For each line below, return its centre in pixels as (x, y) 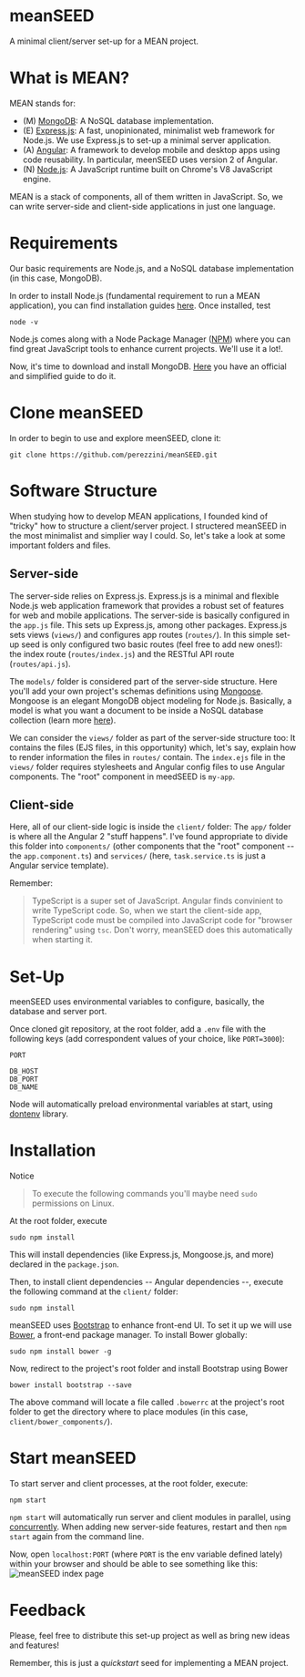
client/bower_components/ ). (61, 1422)
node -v (24, 322)
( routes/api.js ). (40, 664)
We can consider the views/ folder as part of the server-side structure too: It (152, 737)
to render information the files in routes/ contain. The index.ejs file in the (147, 756)
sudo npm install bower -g (61, 1352)
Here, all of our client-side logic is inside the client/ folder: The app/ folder (150, 827)
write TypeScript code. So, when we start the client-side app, (147, 911)
